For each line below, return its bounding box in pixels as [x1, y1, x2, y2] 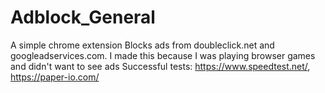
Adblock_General [10, 6, 156, 29]
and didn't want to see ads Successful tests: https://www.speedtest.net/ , [10, 60, 311, 72]
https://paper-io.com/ [10, 71, 100, 83]
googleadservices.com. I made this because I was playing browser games [10, 49, 316, 61]
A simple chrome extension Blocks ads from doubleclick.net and [10, 39, 275, 51]
